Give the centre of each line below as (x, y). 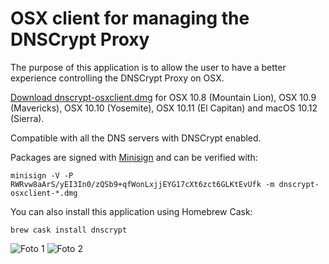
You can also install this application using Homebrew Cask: (131, 211)
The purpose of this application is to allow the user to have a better (148, 67)
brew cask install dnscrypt (69, 230)
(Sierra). (27, 118)
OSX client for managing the (130, 18)
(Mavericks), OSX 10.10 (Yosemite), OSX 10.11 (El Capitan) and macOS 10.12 (164, 108)
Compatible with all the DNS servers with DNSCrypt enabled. (136, 138)
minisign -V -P (42, 175)
